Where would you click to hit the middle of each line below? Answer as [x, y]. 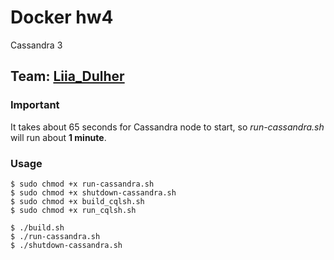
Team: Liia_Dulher [67, 76]
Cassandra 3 [36, 45]
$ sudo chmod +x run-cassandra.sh [82, 184]
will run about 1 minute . [58, 137]
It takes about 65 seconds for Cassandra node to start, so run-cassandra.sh [167, 127]
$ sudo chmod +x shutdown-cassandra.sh [93, 192]
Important [35, 105]
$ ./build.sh [37, 227]
